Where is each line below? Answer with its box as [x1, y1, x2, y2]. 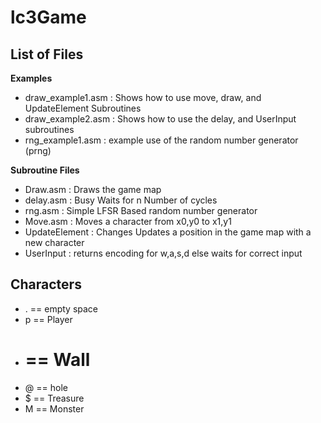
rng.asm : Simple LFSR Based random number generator [24, 205, 258, 216]
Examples [10, 72, 53, 84]
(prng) [24, 145, 52, 156]
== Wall [24, 349, 91, 371]
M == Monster [24, 402, 85, 415]
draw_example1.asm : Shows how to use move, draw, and [24, 92, 262, 103]
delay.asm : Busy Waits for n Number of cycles [24, 194, 218, 206]
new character [24, 237, 85, 248]
